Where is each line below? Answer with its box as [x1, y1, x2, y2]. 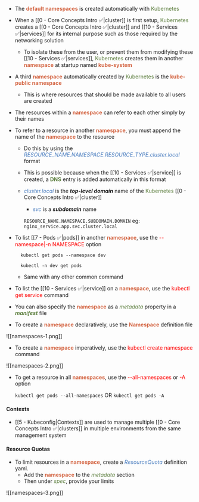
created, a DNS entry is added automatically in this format [23, 176, 166, 183]
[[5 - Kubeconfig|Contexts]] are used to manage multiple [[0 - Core [14, 418, 181, 426]
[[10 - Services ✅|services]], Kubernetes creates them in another [23, 55, 184, 62]
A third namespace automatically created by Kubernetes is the [14, 73, 169, 80]
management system [14, 431, 67, 439]
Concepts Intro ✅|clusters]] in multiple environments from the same [14, 425, 182, 432]
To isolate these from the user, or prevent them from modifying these [23, 48, 194, 56]
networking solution [14, 37, 64, 44]
